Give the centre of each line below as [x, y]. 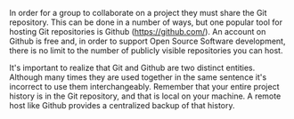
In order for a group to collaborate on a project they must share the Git [138, 13]
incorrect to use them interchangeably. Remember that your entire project [144, 87]
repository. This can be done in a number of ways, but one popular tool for [146, 22]
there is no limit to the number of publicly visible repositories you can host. [146, 51]
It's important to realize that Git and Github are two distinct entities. [132, 67]
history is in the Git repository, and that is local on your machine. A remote [145, 96]
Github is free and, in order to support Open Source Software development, [147, 41]
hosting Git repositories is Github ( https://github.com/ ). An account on [138, 32]
